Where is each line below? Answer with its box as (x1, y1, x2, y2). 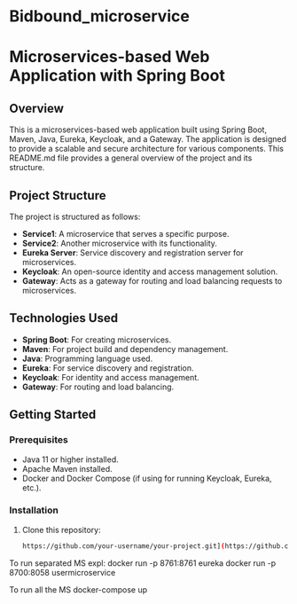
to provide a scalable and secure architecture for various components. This (9, 144, 284, 154)
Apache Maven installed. (21, 463, 113, 474)
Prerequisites (9, 434, 68, 446)
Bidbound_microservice (9, 6, 191, 27)
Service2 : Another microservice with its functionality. (21, 238, 217, 248)
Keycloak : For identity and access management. (21, 372, 199, 382)
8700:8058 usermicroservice (9, 567, 116, 577)
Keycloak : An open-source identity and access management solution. (21, 266, 278, 277)
